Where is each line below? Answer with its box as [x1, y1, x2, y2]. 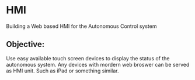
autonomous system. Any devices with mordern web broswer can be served [6, 61, 190, 68]
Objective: [6, 39, 45, 49]
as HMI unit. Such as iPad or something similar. [6, 67, 119, 74]
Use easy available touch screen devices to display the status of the [6, 54, 170, 61]
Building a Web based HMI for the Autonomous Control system [6, 23, 157, 30]
